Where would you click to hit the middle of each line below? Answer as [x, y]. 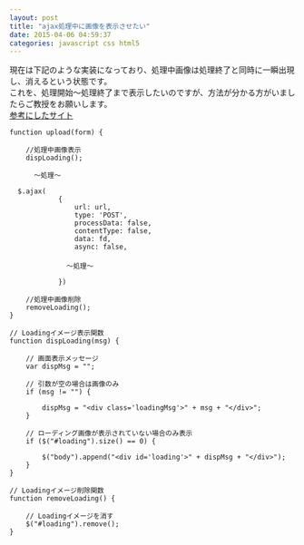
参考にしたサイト [41, 115]
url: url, [93, 208]
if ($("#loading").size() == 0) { [91, 442]
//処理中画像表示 [54, 151]
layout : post [34, 18]
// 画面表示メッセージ [62, 359]
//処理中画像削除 [54, 300]
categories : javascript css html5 [75, 43]
